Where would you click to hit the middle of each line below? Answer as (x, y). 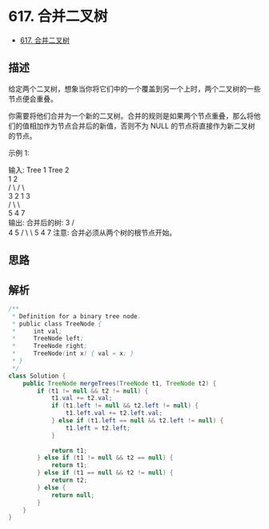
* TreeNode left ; (48, 339)
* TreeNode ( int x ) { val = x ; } (73, 353)
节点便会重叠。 (33, 99)
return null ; (72, 495)
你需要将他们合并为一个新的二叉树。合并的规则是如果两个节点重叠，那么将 (131, 115)
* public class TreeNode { (57, 324)
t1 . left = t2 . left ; (98, 428)
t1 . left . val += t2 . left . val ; (114, 414)
